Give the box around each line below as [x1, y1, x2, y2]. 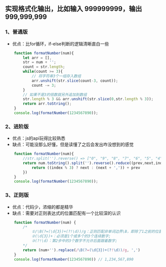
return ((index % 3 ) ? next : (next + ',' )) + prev [31, 165, 140, 170]
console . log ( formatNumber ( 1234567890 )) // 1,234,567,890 [14, 257, 134, 262]
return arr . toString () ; [23, 101, 72, 107]
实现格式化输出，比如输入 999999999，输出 [5, 4, 142, 13]
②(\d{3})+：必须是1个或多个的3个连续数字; [31, 234, 111, 239]
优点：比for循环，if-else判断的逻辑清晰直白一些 [12, 41, 109, 47]
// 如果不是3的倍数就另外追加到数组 [23, 92, 87, 97]
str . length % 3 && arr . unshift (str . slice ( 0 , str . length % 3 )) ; [23, 97, 154, 102]
